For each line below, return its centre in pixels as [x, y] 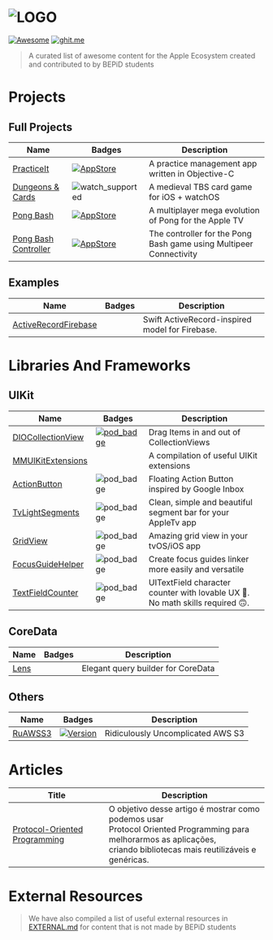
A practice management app [203, 163]
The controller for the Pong [200, 233]
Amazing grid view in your [198, 535]
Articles [36, 770]
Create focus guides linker [199, 559]
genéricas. [129, 860]
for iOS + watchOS [184, 197]
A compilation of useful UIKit [204, 455]
